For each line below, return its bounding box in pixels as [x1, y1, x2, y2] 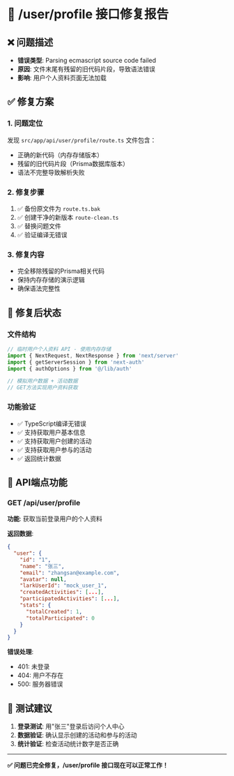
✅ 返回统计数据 [17, 454, 61, 463]
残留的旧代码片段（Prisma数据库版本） [17, 159, 130, 167]
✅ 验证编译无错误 [17, 230, 68, 239]
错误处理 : [7, 648, 34, 656]
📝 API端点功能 [7, 476, 68, 488]
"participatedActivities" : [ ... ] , [19, 595, 120, 602]
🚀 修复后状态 [7, 306, 61, 318]
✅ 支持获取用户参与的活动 [17, 445, 92, 454]
